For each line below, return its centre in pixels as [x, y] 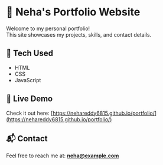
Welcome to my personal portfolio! [48, 28]
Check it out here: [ [30, 113]
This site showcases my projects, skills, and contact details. [79, 34]
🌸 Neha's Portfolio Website [73, 12]
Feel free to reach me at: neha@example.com [63, 156]
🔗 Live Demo [30, 99]
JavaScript [28, 80]
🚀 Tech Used [30, 54]
